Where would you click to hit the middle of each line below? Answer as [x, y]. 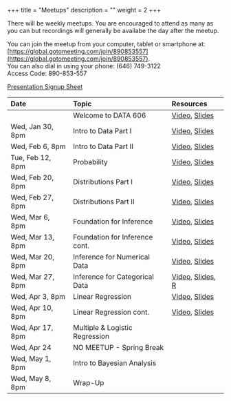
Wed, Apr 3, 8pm [38, 296]
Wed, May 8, [31, 379]
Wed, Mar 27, [33, 277]
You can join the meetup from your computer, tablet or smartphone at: [106, 44]
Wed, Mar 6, [30, 217]
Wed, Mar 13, [33, 237]
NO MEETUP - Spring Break [119, 348]
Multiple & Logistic [103, 327]
